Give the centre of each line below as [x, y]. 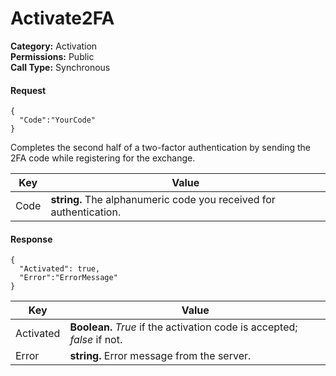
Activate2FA [62, 18]
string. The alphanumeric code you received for [163, 200]
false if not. [96, 340]
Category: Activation [54, 46]
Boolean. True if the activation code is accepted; [183, 327]
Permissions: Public [52, 56]
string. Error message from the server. [160, 356]
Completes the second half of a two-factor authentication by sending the [160, 148]
